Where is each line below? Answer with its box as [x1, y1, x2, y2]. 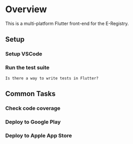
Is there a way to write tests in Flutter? [5, 75, 99, 81]
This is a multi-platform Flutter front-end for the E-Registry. [5, 20, 129, 26]
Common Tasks [5, 89, 56, 98]
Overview [5, 4, 47, 15]
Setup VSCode [5, 50, 42, 57]
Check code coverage [5, 104, 61, 111]
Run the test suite [5, 64, 50, 71]
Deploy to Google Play [5, 118, 61, 125]
